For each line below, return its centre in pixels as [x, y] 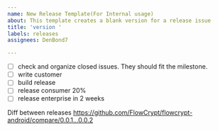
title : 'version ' [34, 27]
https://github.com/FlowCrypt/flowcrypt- [133, 113]
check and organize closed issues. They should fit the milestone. [113, 67]
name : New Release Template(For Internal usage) [81, 14]
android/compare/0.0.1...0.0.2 [50, 120]
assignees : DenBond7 [38, 40]
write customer [40, 74]
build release [37, 83]
